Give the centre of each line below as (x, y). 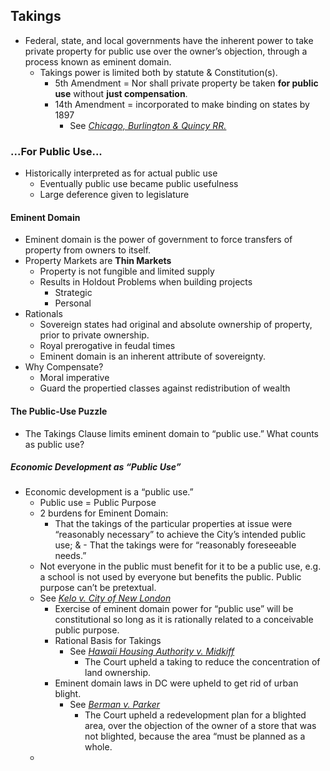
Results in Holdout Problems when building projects (146, 282)
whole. (98, 747)
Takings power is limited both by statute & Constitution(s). (158, 72)
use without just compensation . (121, 93)
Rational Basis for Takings (108, 641)
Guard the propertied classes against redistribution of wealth (165, 388)
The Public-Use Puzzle (59, 411)
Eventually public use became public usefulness (139, 184)
